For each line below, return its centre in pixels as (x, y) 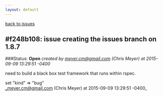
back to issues (20, 24)
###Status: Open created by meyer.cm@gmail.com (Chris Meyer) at (75, 59)
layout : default (22, 10)
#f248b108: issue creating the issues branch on (81, 39)
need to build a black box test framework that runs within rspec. (71, 73)
